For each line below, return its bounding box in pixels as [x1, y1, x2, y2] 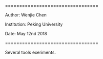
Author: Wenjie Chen [5, 12, 47, 17]
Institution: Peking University [5, 21, 63, 27]
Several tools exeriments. [5, 49, 56, 55]
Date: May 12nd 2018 [5, 31, 47, 36]
